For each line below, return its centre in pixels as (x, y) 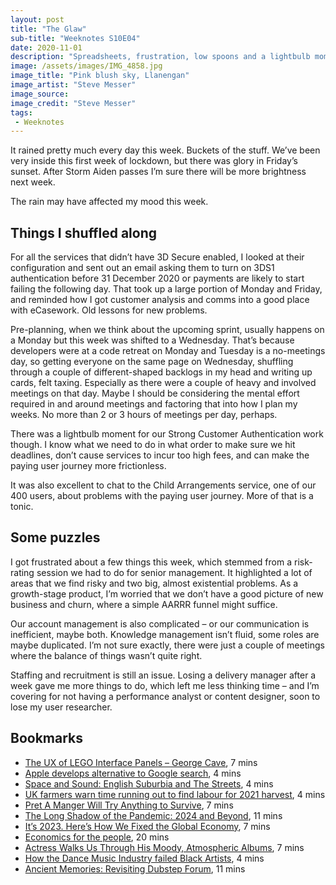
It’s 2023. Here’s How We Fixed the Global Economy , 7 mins (147, 826)
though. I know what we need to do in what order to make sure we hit (153, 445)
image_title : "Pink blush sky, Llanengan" (100, 76)
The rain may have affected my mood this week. (109, 202)
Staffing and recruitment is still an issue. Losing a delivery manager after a (163, 675)
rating (22, 572)
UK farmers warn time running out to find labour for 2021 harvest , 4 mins (175, 794)
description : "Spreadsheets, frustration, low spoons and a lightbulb (160, 57)
